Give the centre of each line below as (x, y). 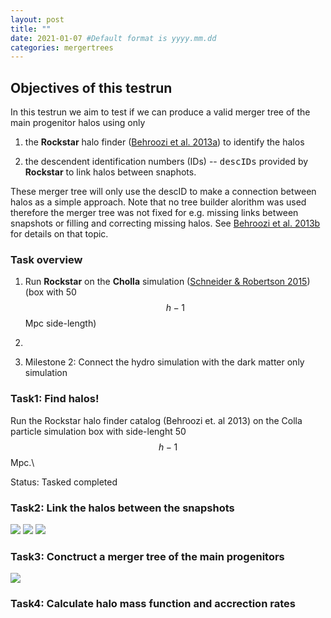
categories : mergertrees (62, 47)
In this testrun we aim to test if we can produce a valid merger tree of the (160, 112)
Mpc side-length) (60, 323)
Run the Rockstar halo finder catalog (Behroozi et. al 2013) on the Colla (156, 420)
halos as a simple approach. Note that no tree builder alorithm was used (158, 202)
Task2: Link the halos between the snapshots (122, 508)
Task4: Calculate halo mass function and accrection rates (153, 604)
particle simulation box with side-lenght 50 (98, 431)
